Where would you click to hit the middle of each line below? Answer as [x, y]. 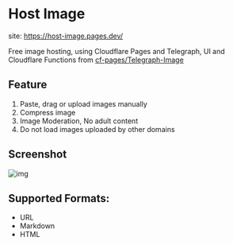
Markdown [37, 226]
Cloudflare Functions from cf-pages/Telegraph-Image [96, 60]
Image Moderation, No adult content [79, 121]
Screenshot [38, 155]
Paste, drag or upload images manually [84, 103]
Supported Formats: [59, 198]
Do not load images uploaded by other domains [97, 129]
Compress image [48, 112]
